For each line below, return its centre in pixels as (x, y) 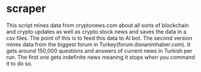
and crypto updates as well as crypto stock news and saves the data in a (96, 31)
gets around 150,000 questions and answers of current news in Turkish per (99, 50)
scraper (26, 9)
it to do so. (20, 63)
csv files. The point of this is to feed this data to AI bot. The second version (99, 38)
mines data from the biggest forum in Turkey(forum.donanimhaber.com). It (98, 44)
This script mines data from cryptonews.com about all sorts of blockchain (98, 25)
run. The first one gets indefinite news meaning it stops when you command (101, 57)
